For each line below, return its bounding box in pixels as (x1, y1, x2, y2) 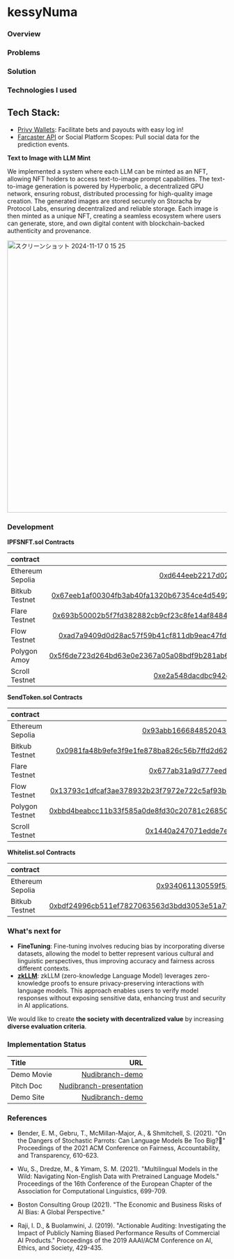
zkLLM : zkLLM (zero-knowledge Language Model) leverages (17, 972, 193, 980)
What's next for (7, 926, 61, 935)
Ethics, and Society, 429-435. (17, 1243, 103, 1252)
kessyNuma (7, 4, 78, 20)
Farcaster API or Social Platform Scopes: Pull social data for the (17, 133, 200, 141)
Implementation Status (7, 1040, 86, 1050)
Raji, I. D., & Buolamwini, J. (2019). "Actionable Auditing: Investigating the (17, 1221, 226, 1230)
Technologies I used (7, 85, 77, 95)
